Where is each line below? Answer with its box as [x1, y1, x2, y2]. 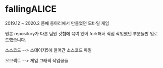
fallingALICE [5, 3, 57, 15]
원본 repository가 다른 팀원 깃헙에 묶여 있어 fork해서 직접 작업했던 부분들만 [5, 30, 149, 36]
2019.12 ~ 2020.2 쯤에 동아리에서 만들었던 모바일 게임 [5, 20, 109, 26]
